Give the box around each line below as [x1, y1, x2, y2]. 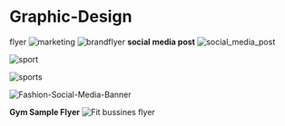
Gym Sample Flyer [9, 106, 80, 117]
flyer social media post [9, 36, 195, 47]
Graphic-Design [9, 6, 133, 27]
